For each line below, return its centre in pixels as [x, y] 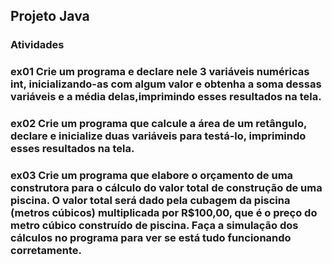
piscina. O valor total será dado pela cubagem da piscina [150, 201]
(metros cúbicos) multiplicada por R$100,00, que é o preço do [164, 213]
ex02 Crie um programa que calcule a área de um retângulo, [158, 124]
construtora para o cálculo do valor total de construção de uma [166, 188]
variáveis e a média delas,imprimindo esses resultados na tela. [166, 97]
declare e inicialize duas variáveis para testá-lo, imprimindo [158, 136]
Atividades [37, 45]
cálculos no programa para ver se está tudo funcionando [151, 238]
